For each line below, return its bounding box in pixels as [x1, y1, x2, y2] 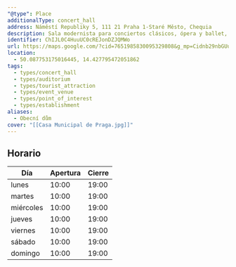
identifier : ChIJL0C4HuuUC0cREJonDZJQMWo [7, 37, 131, 44]
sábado [11, 237, 36, 247]
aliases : [7, 108, 33, 115]
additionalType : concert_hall [7, 17, 96, 24]
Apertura [50, 168, 81, 178]
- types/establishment [13, 102, 80, 109]
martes [11, 191, 34, 201]
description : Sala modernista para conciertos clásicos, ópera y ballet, [7, 30, 228, 37]
